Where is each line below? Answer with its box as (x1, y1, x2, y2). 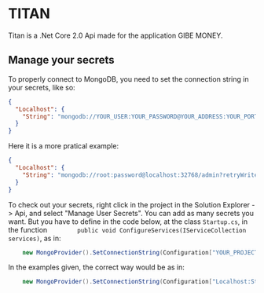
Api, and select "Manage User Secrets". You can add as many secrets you (14, 208, 254, 218)
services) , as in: (8, 233, 61, 243)
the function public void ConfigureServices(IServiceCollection (8, 225, 247, 234)
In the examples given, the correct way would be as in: (8, 262, 185, 272)
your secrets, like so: (8, 82, 76, 92)
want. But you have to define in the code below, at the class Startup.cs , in (8, 217, 248, 226)
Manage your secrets (8, 53, 115, 67)
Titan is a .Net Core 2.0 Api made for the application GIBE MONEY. (8, 31, 223, 40)
